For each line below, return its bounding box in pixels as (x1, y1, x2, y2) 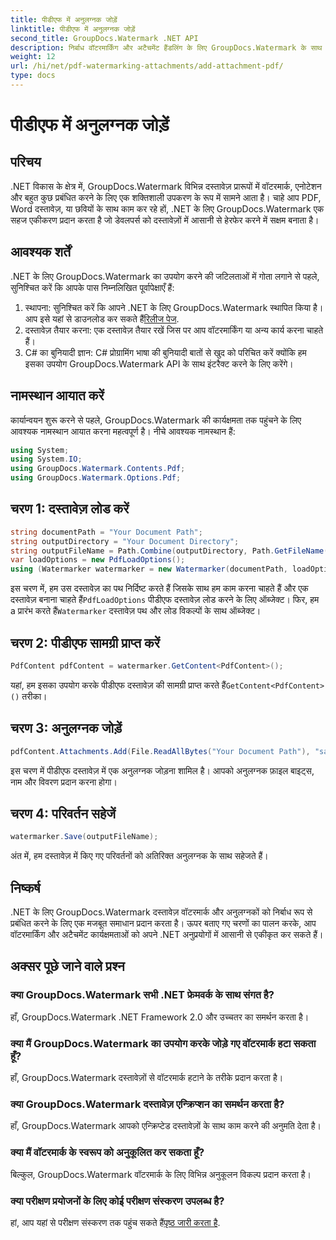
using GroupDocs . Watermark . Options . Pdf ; (10, 473, 182, 483)
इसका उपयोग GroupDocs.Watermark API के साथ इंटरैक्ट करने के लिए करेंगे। (24, 357, 294, 370)
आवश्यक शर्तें (10, 244, 71, 261)
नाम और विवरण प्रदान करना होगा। (10, 776, 118, 788)
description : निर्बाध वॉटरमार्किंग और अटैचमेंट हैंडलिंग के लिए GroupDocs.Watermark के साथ (10, 42, 323, 53)
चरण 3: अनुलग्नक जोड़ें (10, 720, 122, 737)
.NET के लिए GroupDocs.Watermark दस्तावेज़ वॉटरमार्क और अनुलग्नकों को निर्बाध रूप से (10, 906, 313, 918)
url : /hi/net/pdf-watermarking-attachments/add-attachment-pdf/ (10, 61, 284, 71)
